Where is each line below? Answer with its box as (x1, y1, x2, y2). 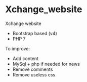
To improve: (5, 45, 30, 51)
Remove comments (12, 66, 53, 72)
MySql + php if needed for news (12, 61, 80, 67)
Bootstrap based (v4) (12, 30, 57, 36)
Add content (12, 55, 39, 62)
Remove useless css (12, 71, 56, 77)
